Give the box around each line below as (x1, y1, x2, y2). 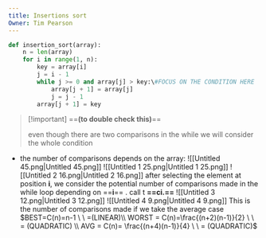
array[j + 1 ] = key (37, 100, 102, 108)
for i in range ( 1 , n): (22, 56, 98, 64)
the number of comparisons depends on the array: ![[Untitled (19, 154, 221, 163)
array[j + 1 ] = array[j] (50, 85, 134, 93)
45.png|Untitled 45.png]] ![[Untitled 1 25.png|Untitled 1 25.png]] (19, 162, 229, 172)
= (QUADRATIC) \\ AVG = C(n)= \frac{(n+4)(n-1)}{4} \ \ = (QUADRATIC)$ (19, 221, 258, 231)
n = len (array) (22, 49, 73, 57)
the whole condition (27, 139, 93, 148)
